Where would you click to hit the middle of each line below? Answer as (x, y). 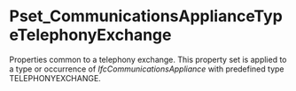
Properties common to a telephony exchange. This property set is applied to (148, 59)
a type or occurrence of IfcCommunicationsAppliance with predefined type (147, 69)
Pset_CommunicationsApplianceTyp (146, 16)
